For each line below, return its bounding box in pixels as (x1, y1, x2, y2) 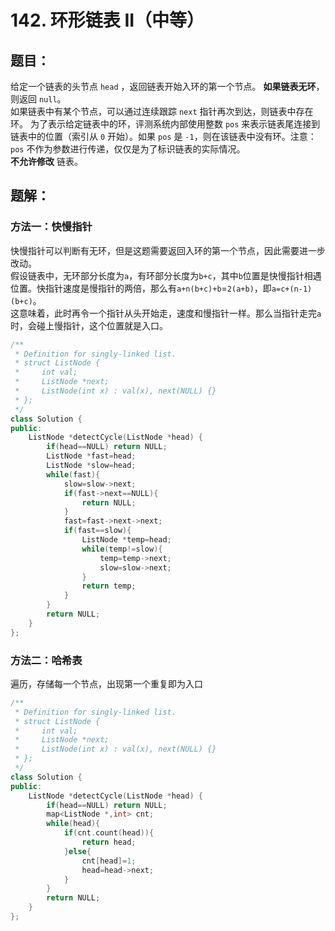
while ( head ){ (46, 819, 101, 829)
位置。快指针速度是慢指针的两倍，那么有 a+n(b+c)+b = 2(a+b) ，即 (10, 282, 272, 294)
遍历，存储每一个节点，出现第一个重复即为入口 (10, 677, 203, 690)
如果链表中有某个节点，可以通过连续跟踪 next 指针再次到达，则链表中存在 (10, 106, 314, 117)
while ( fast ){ (46, 469, 101, 480)
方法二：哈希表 (10, 653, 83, 667)
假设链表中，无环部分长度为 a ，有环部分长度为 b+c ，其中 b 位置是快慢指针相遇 (10, 269, 322, 281)
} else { (63, 846, 92, 856)
